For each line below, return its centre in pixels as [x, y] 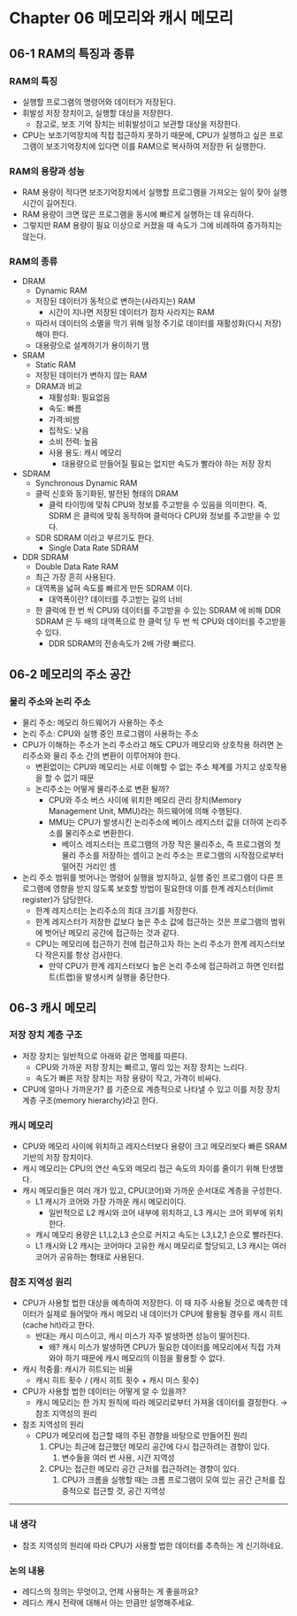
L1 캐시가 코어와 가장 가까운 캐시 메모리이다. [111, 1202]
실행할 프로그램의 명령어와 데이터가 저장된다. [99, 102]
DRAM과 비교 [58, 387]
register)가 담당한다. [57, 900]
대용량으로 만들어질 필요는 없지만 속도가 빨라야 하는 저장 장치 [167, 464]
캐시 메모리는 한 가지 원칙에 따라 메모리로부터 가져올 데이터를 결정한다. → [161, 1403]
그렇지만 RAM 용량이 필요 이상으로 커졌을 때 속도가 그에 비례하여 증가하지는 [152, 226]
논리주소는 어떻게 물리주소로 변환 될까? [102, 789]
